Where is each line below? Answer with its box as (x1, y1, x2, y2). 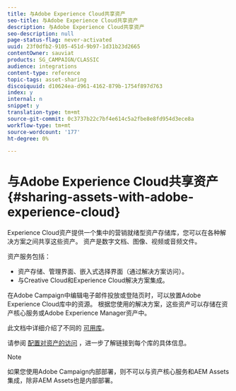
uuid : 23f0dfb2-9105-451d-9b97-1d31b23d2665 (7, 43, 141, 50)
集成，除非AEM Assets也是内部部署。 (7, 376, 117, 385)
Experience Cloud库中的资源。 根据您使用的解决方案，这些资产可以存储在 (7, 300, 222, 308)
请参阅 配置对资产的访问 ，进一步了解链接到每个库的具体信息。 (7, 339, 191, 347)
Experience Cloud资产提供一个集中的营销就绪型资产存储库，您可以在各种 (7, 229, 220, 237)
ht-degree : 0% (7, 135, 49, 142)
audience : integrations (7, 63, 78, 70)
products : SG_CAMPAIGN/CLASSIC (7, 56, 100, 64)
